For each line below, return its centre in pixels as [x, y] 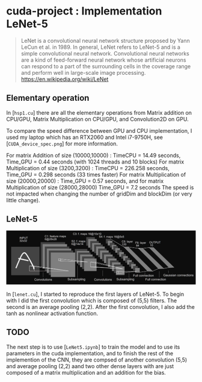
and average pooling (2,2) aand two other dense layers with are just [90, 366]
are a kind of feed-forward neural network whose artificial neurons [103, 60]
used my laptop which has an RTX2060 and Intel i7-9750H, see [85, 137]
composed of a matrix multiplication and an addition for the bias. [86, 372]
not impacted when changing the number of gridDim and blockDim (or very [99, 194]
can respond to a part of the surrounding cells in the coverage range [106, 66]
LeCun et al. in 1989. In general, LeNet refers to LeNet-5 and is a [100, 47]
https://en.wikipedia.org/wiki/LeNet [65, 79]
